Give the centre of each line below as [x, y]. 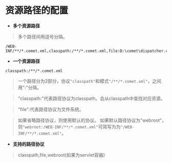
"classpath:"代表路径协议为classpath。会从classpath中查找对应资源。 [91, 98]
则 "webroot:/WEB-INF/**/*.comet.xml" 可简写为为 [69, 126]
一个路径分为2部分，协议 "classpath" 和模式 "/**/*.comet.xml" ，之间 [89, 81]
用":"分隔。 [30, 87]
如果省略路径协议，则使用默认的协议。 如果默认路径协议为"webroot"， [92, 120]
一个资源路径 [26, 61]
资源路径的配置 [37, 11]
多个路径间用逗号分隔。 [42, 37]
